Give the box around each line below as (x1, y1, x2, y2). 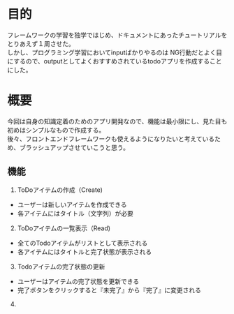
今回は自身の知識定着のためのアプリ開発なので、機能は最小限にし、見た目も (7, 117, 228, 126)
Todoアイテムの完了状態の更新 (17, 262, 105, 271)
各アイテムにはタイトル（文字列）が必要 (17, 209, 134, 217)
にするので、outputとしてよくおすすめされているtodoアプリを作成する (7, 57, 210, 65)
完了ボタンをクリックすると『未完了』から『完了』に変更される (17, 285, 201, 294)
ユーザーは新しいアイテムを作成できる (17, 200, 127, 209)
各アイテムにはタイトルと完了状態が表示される (17, 247, 152, 255)
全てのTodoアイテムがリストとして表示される (17, 239, 148, 247)
